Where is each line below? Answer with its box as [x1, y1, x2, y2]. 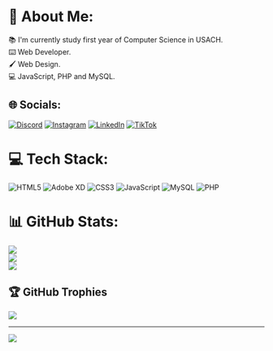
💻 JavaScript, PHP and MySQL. [8, 71, 115, 81]
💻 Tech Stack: [8, 150, 109, 168]
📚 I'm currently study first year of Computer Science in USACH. [8, 34, 223, 44]
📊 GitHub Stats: [8, 212, 119, 230]
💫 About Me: [8, 7, 94, 26]
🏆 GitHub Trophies [8, 285, 108, 300]
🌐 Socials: [8, 98, 62, 112]
